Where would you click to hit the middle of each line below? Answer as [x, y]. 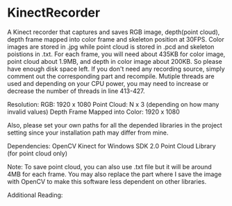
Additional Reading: [35, 195]
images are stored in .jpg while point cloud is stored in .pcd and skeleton [111, 46]
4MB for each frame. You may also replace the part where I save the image [115, 174]
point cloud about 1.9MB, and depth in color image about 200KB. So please [115, 61]
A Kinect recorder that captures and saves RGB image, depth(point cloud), [114, 32]
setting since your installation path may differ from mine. [88, 132]
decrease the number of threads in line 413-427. [76, 91]
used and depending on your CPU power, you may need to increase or [108, 83]
